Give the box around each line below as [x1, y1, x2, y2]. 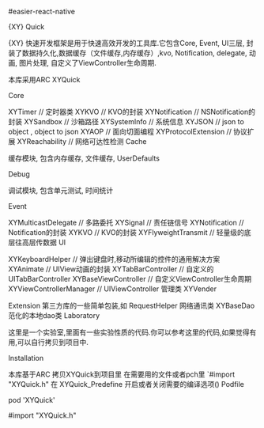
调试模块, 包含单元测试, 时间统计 [8, 186, 113, 195]
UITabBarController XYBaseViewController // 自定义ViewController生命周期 [8, 275, 251, 283]
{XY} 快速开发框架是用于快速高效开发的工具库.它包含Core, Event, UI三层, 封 [8, 39, 254, 47]
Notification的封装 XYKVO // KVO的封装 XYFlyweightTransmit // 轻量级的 [8, 228, 245, 237]
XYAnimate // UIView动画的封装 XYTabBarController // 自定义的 [8, 264, 214, 274]
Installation [8, 354, 44, 362]
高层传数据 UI [21, 237, 66, 247]
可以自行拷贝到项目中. [17, 338, 89, 347]
